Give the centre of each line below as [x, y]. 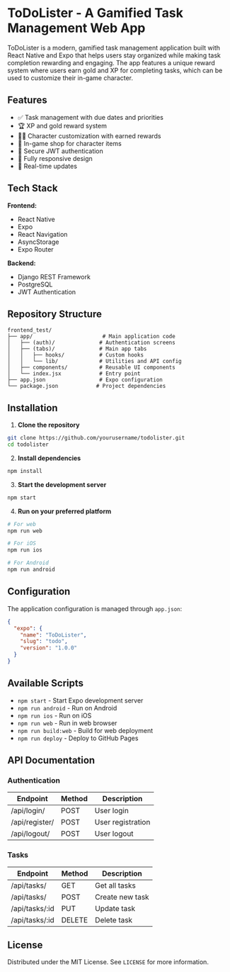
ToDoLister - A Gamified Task [96, 13]
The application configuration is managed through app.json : [95, 608]
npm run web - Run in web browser [67, 723]
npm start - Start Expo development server [80, 700]
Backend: [22, 263]
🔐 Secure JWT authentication [61, 151]
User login [111, 811]
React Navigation [42, 234]
